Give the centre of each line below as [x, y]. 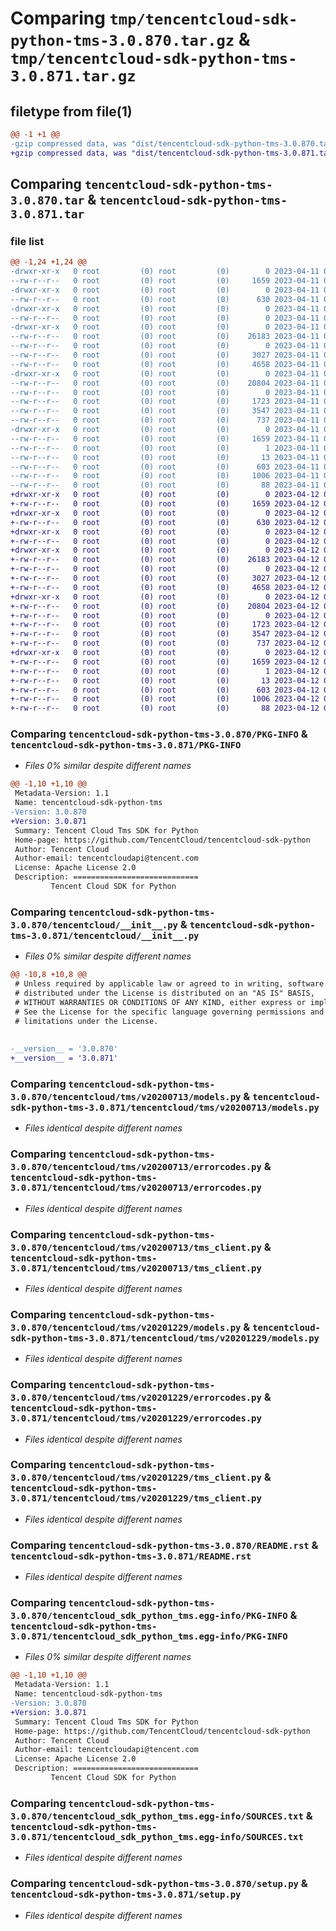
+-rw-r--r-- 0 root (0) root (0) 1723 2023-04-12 [165, 625]
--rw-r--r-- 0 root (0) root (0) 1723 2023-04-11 [165, 402]
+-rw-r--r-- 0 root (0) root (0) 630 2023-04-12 [165, 522]
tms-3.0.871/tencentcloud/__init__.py [105, 935]
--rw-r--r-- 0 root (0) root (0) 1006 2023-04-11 [165, 476]
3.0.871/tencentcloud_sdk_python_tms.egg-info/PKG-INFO [149, 1636]
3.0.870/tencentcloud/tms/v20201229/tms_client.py [136, 1478]
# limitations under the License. [86, 1021]
